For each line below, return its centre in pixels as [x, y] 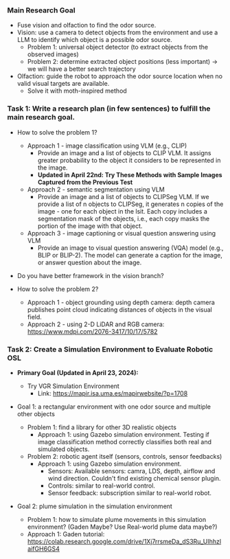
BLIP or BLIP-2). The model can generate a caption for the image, [130, 255]
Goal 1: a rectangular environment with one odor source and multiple [114, 407]
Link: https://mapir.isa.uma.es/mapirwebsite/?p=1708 [113, 393]
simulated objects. [64, 449]
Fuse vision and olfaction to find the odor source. [87, 25]
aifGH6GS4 [44, 549]
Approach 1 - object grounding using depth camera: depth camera [121, 302]
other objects [36, 413]
